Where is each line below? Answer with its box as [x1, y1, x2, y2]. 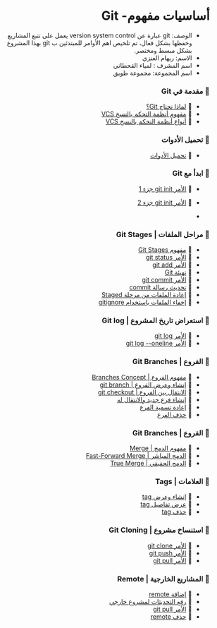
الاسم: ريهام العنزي [142, 54, 192, 62]
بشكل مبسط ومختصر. [134, 46, 192, 54]
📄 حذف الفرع [157, 410, 192, 418]
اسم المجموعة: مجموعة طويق [113, 68, 192, 77]
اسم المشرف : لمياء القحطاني [113, 61, 192, 69]
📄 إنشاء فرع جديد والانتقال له [116, 395, 192, 404]
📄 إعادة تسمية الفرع [139, 403, 192, 411]
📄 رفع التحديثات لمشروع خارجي [109, 597, 192, 605]
